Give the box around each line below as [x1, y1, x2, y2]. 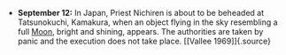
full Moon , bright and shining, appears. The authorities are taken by [17, 27, 264, 36]
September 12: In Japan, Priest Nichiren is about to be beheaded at [17, 8, 264, 18]
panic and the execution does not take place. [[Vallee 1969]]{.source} [17, 35, 272, 46]
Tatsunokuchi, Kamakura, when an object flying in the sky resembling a [17, 17, 278, 27]
